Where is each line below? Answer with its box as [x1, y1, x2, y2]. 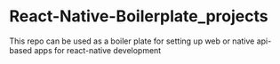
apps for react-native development [34, 44, 162, 55]
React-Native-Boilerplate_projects [9, 6, 268, 27]
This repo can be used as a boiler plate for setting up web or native [9, 36, 255, 46]
